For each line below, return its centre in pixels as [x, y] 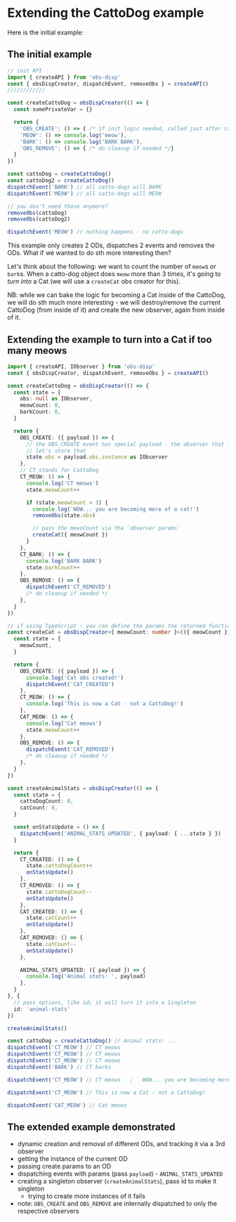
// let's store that [56, 451]
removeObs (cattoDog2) [39, 219]
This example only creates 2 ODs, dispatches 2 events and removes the [111, 245]
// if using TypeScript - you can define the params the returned [106, 626]
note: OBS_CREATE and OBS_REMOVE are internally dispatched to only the [117, 1204]
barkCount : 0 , [40, 412]
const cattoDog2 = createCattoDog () [61, 180]
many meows [37, 350]
